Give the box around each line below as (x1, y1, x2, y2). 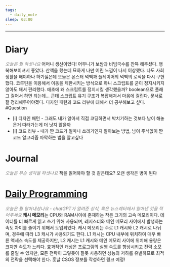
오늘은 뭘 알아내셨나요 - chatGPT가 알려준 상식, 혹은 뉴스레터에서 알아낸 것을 (5, 205, 158, 212)
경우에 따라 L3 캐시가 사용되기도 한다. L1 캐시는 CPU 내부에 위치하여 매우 (12, 231, 156, 237)
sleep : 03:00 (5, 17, 33, 22)
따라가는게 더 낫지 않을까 (22, 122, 71, 128)
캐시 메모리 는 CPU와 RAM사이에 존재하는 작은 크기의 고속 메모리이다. (22, 212, 159, 218)
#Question (5, 105, 27, 111)
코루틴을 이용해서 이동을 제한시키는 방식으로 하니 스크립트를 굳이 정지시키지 (16, 80, 165, 86)
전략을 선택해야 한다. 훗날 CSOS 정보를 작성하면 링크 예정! (10, 256, 125, 262)
